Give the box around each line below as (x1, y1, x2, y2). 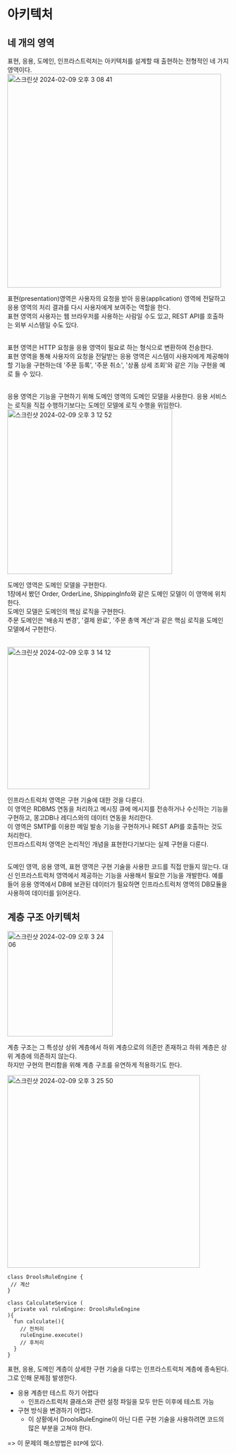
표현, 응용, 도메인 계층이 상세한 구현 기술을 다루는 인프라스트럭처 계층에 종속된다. (7, 1364, 229, 1373)
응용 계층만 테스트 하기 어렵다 (17, 1388, 99, 1397)
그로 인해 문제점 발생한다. (7, 1373, 77, 1382)
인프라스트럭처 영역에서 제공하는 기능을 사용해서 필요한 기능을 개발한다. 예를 (14, 872, 224, 879)
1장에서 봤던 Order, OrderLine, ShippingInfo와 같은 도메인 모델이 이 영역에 (7, 589, 213, 598)
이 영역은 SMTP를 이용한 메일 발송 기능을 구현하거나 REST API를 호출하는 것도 (7, 822, 223, 831)
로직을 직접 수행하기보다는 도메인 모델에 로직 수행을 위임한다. (14, 401, 182, 409)
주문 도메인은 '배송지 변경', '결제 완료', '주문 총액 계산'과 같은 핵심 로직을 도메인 (7, 616, 224, 624)
